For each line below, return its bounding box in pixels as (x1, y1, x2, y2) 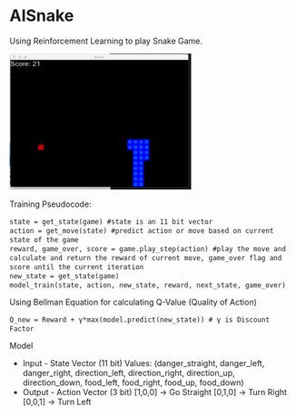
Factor (9, 324, 35, 334)
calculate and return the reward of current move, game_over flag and (9, 253, 282, 263)
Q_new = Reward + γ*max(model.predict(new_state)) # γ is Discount (9, 314, 271, 324)
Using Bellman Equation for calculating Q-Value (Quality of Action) (9, 296, 257, 307)
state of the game (9, 235, 79, 245)
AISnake (9, 5, 74, 26)
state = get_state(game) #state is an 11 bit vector (9, 217, 213, 227)
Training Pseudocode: (9, 198, 93, 209)
